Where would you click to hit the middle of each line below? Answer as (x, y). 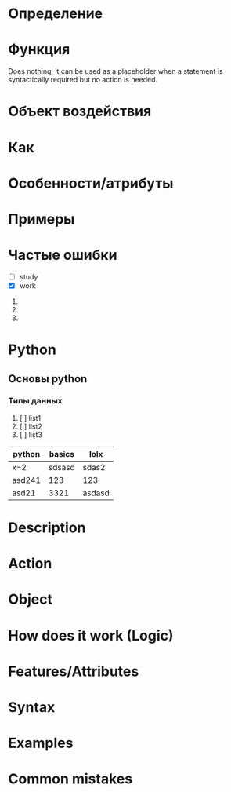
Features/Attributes (74, 671)
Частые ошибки (63, 255)
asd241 (27, 480)
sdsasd (62, 467)
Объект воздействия (80, 111)
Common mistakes (70, 779)
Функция (39, 50)
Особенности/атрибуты (91, 183)
